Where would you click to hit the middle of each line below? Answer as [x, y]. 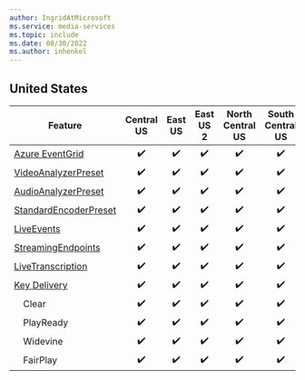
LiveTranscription [51, 266]
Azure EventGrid [49, 154]
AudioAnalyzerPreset [59, 192]
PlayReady [46, 323]
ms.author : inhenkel [49, 52]
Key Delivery [41, 285]
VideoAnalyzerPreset [59, 173]
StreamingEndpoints [57, 248]
